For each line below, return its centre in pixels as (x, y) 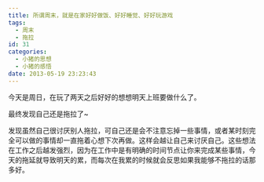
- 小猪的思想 (34, 60)
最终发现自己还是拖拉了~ (48, 114)
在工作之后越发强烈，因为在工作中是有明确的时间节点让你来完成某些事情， (128, 150)
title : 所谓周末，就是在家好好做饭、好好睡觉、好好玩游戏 (91, 15)
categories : (27, 52)
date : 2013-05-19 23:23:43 (52, 74)
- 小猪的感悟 (34, 67)
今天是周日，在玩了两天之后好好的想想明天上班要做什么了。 (104, 97)
